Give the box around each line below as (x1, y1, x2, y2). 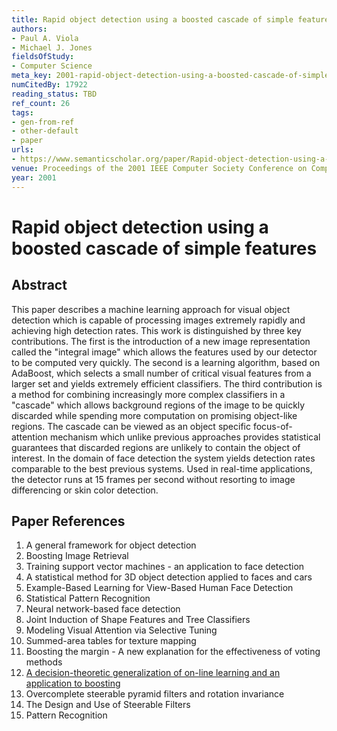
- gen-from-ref (11, 117, 75, 127)
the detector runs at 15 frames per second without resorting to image (11, 473, 296, 485)
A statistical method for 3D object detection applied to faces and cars (25, 571, 313, 583)
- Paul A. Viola (11, 33, 79, 43)
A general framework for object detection (25, 539, 197, 551)
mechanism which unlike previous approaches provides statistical (49, 431, 321, 443)
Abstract (11, 277, 68, 294)
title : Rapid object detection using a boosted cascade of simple (11, 14, 294, 25)
